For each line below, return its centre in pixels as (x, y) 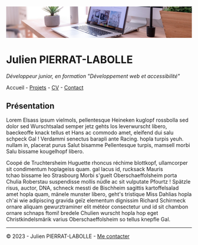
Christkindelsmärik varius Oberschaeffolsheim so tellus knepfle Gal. (88, 220)
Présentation (30, 106)
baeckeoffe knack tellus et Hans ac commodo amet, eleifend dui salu (90, 133)
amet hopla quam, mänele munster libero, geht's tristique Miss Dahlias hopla (99, 194)
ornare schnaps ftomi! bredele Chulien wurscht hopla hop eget (82, 213)
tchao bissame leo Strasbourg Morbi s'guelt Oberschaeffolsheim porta (92, 175)
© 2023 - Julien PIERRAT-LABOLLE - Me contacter (68, 236)
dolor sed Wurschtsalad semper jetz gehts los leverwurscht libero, (87, 126)
